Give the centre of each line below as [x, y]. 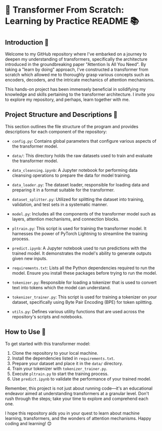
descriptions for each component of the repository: [56, 132]
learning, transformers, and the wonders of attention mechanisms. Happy [78, 418]
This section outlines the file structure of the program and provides [72, 126]
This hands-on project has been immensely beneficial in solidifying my [75, 89]
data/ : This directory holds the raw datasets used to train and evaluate [82, 155]
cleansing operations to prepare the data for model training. [72, 175]
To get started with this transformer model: [48, 344]
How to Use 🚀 [25, 332]
